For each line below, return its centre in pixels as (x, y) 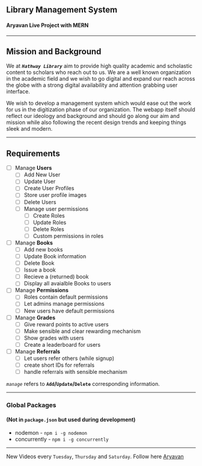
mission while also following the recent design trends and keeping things (96, 122)
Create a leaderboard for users (62, 344)
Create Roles (49, 216)
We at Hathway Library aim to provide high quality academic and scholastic (99, 66)
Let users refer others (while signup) (69, 358)
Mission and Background (54, 51)
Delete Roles (48, 229)
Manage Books (34, 243)
